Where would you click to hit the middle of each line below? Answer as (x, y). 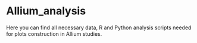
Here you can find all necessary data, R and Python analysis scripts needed (99, 27)
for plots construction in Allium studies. (54, 33)
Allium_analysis (46, 11)
